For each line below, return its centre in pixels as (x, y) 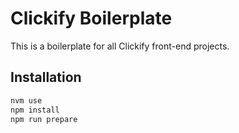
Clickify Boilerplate (91, 18)
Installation (46, 77)
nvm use (26, 100)
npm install (35, 110)
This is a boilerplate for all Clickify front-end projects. (120, 46)
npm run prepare (44, 119)
